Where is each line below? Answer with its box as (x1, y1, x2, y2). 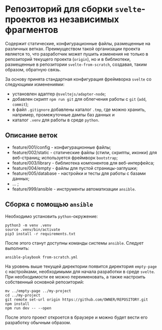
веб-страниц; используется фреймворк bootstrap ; (12, 155, 118, 161)
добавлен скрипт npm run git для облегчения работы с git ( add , (12, 96, 147, 102)
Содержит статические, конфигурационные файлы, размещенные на (5, 40, 151, 46)
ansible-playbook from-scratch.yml (5, 254, 78, 260)
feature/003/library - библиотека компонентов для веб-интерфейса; (12, 160, 155, 165)
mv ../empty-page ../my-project (5, 288, 71, 293)
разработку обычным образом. (5, 319, 71, 325)
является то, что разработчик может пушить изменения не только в (5, 51, 149, 57)
